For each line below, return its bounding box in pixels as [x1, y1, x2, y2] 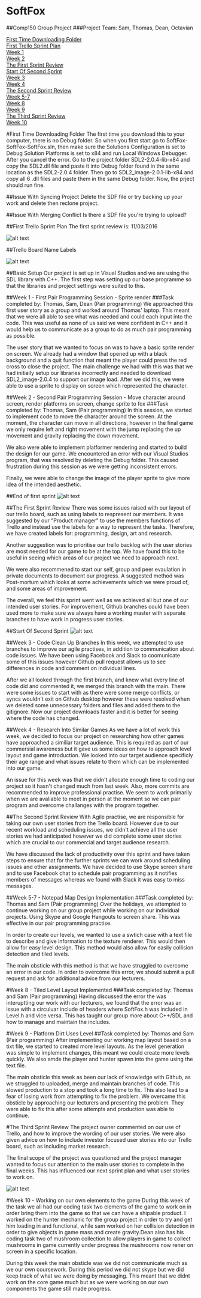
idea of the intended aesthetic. [6, 481, 82, 488]
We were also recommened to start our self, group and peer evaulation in [6, 565, 187, 573]
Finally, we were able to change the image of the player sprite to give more [6, 474, 190, 481]
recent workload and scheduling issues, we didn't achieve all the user [6, 826, 178, 833]
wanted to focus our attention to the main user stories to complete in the [6, 1160, 184, 1168]
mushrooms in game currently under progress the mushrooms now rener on [6, 1241, 194, 1248]
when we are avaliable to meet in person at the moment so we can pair [6, 795, 181, 802]
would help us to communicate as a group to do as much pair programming [6, 326, 191, 333]
